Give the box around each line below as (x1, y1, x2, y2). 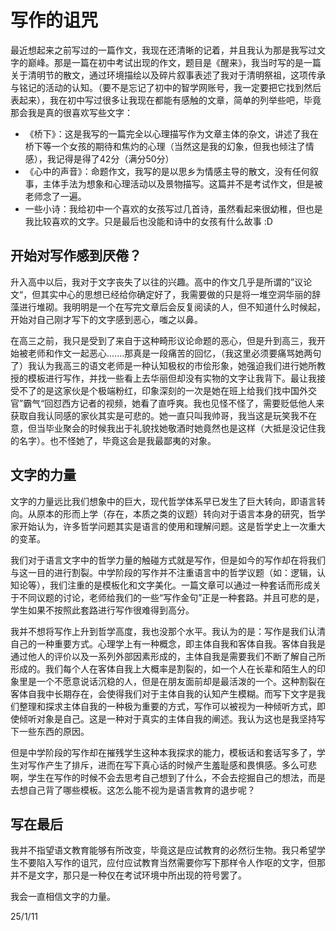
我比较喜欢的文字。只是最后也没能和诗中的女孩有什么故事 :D (24, 215, 273, 227)
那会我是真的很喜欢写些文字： (10, 106, 133, 118)
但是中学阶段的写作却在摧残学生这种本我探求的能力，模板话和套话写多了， (10, 746, 317, 758)
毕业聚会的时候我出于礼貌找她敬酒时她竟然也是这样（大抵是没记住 (44, 422, 317, 434)
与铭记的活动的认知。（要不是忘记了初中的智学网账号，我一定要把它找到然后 (10, 81, 322, 93)
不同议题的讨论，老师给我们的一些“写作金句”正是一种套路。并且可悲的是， (18, 591, 325, 603)
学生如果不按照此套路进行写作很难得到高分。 (10, 604, 195, 616)
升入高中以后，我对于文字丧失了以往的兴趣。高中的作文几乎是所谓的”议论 (10, 276, 313, 288)
